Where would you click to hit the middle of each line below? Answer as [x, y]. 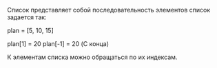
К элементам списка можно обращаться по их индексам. [92, 57]
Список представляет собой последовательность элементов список [109, 10]
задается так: [27, 17]
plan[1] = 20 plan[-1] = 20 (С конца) [58, 44]
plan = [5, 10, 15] [30, 31]
